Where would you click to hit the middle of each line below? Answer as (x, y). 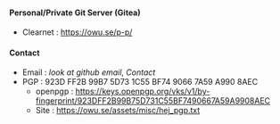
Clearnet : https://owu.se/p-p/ (77, 32)
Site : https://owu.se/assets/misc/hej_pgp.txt (118, 111)
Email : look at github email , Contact (89, 72)
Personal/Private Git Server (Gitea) (75, 12)
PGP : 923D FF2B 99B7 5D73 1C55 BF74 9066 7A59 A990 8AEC (140, 82)
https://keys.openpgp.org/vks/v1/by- (143, 91)
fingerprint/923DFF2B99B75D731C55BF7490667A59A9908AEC (153, 101)
